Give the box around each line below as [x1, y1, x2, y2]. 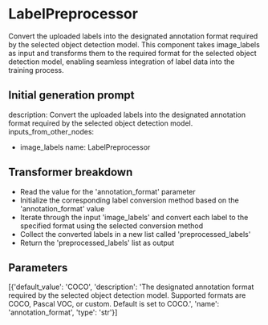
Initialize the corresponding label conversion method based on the [19, 195, 239, 205]
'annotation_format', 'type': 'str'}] [8, 307, 118, 317]
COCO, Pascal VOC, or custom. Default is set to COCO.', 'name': [8, 299, 220, 309]
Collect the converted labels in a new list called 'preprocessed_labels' [19, 229, 251, 239]
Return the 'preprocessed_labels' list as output [19, 238, 175, 247]
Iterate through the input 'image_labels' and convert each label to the [19, 212, 249, 222]
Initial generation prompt [8, 89, 135, 102]
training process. [8, 65, 64, 74]
